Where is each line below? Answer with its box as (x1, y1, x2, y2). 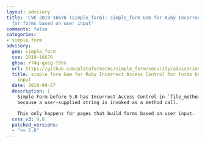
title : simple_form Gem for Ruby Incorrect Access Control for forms (12, 71, 192, 77)
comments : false (6, 26, 48, 32)
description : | (12, 88, 51, 94)
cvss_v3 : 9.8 (12, 116, 45, 122)
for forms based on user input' (12, 20, 95, 26)
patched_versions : (12, 122, 59, 128)
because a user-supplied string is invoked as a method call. (17, 99, 179, 105)
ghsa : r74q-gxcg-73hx (12, 60, 67, 66)
